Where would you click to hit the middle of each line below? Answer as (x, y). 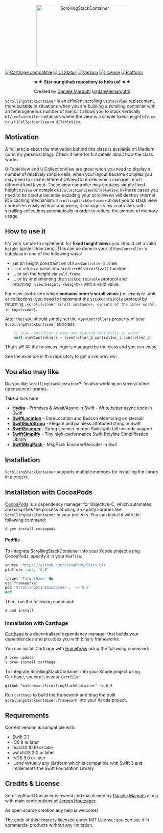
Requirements (27, 715)
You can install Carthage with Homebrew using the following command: (77, 649)
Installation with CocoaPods (49, 492)
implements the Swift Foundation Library (53, 768)
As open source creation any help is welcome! (52, 810)
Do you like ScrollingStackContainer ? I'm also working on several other (77, 384)
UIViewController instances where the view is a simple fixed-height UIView (80, 116)
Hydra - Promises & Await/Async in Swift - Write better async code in (82, 408)
